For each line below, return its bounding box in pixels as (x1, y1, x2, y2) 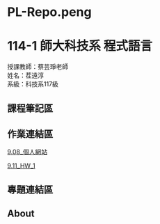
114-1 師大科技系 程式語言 (7, 38, 153, 54)
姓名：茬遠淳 (7, 71, 44, 80)
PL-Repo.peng (7, 4, 92, 20)
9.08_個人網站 (7, 147, 47, 157)
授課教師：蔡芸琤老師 (7, 63, 68, 71)
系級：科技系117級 (7, 80, 59, 88)
